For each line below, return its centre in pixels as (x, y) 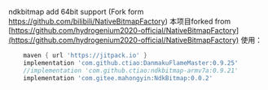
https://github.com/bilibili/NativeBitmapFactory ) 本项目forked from (120, 21)
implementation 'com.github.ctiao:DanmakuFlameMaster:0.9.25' (131, 63)
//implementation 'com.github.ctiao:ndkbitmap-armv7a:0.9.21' (131, 71)
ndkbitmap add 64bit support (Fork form (76, 12)
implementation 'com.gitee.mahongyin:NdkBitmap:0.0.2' (118, 78)
